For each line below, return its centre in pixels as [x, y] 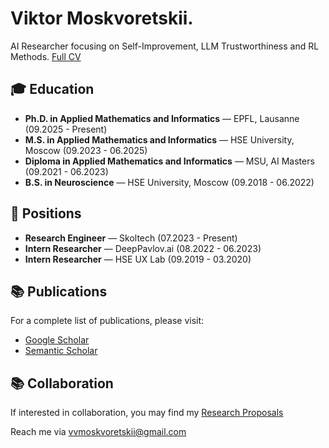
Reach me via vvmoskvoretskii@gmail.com [98, 432]
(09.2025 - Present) [66, 129]
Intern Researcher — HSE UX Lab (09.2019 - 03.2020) [138, 259]
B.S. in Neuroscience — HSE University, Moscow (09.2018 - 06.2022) [169, 182]
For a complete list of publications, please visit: [107, 321]
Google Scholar [57, 340]
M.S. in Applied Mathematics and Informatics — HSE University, [159, 139]
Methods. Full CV [46, 56]
